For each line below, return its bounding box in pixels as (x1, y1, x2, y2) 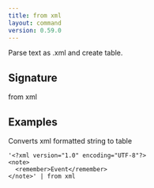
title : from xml (8, 11, 62, 20)
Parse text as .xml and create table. (8, 48, 123, 58)
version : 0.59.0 (8, 26, 62, 34)
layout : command (8, 19, 62, 27)
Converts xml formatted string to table (8, 136, 133, 145)
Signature (8, 71, 58, 84)
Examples (8, 115, 58, 129)
